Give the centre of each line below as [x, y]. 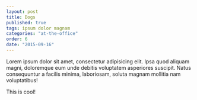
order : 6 [17, 39]
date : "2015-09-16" [30, 45]
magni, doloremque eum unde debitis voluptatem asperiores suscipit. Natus [99, 67]
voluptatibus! [22, 80]
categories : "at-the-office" [42, 34]
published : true [26, 22]
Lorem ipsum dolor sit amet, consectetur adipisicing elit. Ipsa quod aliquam [98, 61]
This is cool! [21, 92]
